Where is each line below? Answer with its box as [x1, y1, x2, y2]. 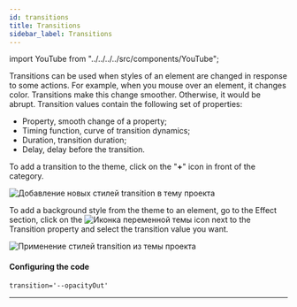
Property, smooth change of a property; [21, 116, 168, 127]
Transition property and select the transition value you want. [9, 224, 229, 234]
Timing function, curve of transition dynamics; [21, 126, 191, 136]
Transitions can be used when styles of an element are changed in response [9, 71, 287, 81]
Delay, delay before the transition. [21, 144, 146, 155]
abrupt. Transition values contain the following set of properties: [9, 99, 243, 110]
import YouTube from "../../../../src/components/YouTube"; [9, 54, 219, 65]
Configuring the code [9, 261, 90, 272]
